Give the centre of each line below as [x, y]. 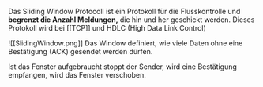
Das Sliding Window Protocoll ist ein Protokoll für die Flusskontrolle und [124, 11]
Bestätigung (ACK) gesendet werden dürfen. [81, 51]
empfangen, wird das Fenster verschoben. [77, 75]
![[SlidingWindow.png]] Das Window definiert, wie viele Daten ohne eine [126, 43]
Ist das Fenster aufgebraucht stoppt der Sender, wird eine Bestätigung [122, 67]
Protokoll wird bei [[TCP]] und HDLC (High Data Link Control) [107, 28]
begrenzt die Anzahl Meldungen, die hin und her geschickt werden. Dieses [131, 20]
